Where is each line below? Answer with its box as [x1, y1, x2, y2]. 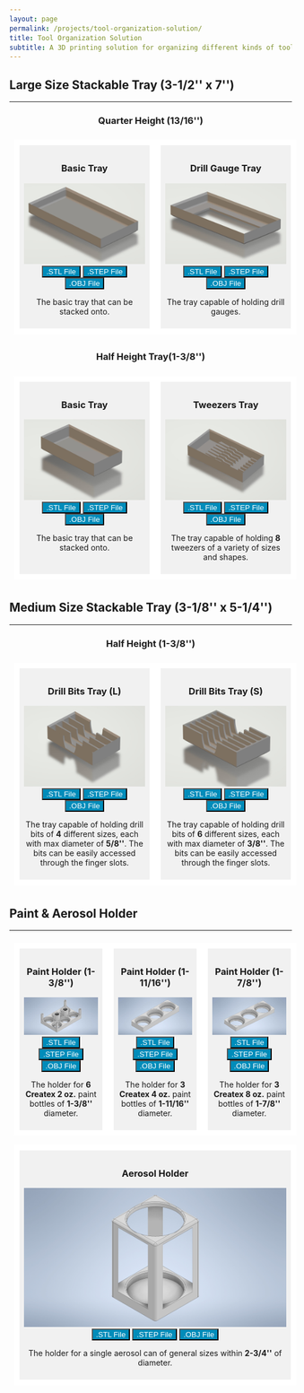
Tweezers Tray [192, 398, 259, 411]
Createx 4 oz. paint [119, 1089, 191, 1100]
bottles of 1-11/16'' [120, 1099, 190, 1110]
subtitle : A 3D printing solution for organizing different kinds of [9, 43, 275, 52]
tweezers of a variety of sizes [170, 542, 281, 553]
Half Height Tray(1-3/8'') [95, 351, 206, 363]
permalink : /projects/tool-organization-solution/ [9, 23, 203, 33]
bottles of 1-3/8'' [29, 1099, 93, 1110]
